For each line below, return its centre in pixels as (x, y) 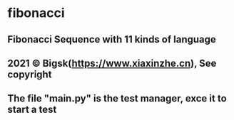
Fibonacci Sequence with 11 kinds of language (112, 39)
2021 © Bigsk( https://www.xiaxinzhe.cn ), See (112, 63)
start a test (32, 110)
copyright (30, 74)
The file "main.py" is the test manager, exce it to (117, 98)
